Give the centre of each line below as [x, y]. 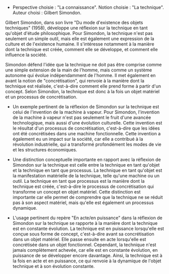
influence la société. [26, 55]
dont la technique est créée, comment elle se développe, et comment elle [81, 49]
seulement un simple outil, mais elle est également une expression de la [80, 38]
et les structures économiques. [45, 150]
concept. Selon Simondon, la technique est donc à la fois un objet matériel [82, 91]
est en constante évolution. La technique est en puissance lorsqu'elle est [88, 228]
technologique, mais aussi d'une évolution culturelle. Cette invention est [87, 123]
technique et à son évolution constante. [53, 266]
